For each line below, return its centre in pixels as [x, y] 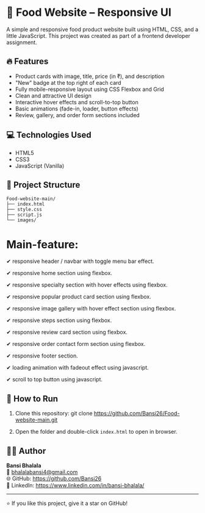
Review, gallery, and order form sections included [77, 115]
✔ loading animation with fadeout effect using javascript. [78, 368]
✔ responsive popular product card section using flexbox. [79, 297]
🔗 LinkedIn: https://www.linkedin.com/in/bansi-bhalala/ [75, 485]
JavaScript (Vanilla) [40, 166]
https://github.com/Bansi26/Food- [137, 414]
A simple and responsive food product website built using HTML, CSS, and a [103, 29]
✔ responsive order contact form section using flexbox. [76, 344]
